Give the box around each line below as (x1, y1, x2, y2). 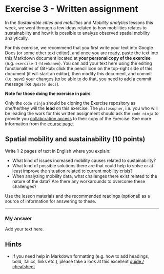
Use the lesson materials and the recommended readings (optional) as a (5, 193, 150, 199)
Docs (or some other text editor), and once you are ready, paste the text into (5, 50, 159, 56)
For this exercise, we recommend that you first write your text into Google (5, 45, 153, 50)
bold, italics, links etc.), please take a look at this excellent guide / (12, 258, 144, 264)
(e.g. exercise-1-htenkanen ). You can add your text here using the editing (5, 60, 152, 66)
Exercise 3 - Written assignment (5, 3, 138, 15)
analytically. (5, 35, 29, 41)
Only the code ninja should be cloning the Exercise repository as (5, 100, 136, 106)
